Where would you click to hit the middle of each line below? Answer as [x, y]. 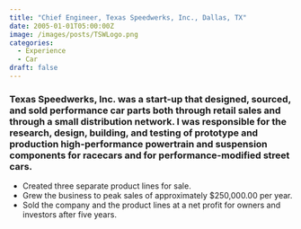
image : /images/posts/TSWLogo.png [74, 34]
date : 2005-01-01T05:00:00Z [62, 26]
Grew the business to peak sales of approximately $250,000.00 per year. [157, 196]
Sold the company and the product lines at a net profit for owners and [151, 205]
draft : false [34, 68]
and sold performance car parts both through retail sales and [145, 110]
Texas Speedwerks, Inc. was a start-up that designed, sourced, [150, 99]
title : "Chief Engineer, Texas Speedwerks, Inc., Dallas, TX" [128, 18]
